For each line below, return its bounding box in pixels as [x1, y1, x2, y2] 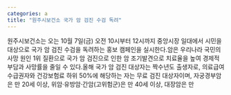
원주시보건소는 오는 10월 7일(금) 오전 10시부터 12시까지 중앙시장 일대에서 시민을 [7, 36, 223, 45]
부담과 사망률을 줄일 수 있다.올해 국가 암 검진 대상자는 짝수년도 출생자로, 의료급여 [7, 62, 225, 71]
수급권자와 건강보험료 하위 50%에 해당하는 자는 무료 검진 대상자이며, [7, 71, 192, 80]
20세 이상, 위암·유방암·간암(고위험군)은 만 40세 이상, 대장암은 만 [21, 80, 194, 88]
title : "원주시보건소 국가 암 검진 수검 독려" [7, 17, 122, 24]
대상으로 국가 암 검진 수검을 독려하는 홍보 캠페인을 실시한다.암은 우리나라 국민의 [7, 45, 221, 53]
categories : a [7, 10, 48, 17]
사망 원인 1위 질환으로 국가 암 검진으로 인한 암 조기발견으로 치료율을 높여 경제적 [7, 53, 220, 62]
